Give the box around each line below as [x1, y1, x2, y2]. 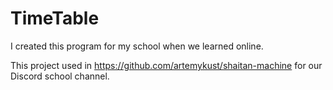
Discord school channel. [10, 70, 110, 82]
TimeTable [10, 7, 100, 30]
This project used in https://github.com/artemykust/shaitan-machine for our [10, 59, 323, 71]
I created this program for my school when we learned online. [10, 40, 264, 52]
